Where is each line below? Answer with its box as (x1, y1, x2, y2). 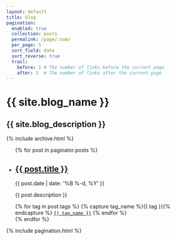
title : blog (6, 14, 36, 20)
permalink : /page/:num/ (11, 36, 71, 42)
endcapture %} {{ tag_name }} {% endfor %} (14, 210, 127, 217)
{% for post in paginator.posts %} (14, 147, 98, 154)
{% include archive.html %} (6, 135, 74, 142)
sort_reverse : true (11, 53, 60, 59)
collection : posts (11, 31, 58, 37)
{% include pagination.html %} (6, 227, 82, 235)
